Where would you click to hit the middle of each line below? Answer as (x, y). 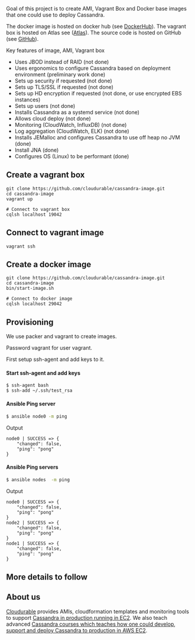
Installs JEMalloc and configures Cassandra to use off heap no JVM (97, 137)
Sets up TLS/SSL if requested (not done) (64, 87)
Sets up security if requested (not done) (63, 81)
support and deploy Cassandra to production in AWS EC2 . (77, 630)
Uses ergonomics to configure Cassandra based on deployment (92, 68)
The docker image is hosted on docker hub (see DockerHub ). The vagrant (96, 26)
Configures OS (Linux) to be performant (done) (72, 156)
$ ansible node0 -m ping (37, 416)
